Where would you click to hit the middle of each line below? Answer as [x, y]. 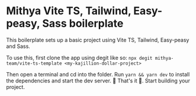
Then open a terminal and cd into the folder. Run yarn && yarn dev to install [98, 74]
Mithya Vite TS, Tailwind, [69, 11]
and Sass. [18, 46]
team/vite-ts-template [34, 63]
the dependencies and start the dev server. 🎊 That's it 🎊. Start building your [98, 81]
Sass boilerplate [83, 23]
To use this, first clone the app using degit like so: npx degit [79, 57]
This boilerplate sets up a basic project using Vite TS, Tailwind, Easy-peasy [98, 40]
